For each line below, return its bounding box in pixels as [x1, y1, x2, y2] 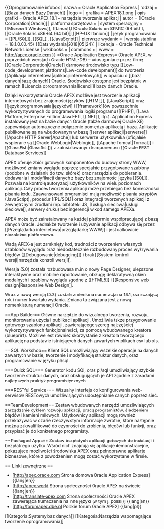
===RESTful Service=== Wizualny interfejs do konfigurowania [5, 387, 131, 393]
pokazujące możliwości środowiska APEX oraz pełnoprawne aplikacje [5, 448, 146, 454]
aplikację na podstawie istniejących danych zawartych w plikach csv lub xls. [5, 338, 159, 344]
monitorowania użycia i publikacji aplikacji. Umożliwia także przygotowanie [5, 317, 156, 323]
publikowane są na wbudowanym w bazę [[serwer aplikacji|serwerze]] [5, 129, 147, 135]
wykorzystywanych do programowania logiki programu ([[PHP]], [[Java [5, 108, 149, 114]
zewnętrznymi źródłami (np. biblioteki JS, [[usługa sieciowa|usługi [5, 202, 139, 207]
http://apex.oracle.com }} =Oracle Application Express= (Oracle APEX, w [5, 52, 152, 58]
